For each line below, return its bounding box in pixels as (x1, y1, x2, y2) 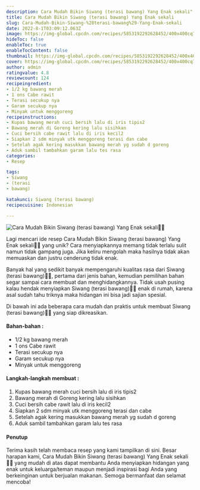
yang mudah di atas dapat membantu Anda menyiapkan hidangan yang (14, 460, 189, 467)
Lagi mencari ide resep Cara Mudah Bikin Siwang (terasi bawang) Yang (6, 235, 181, 242)
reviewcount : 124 (6, 75, 49, 81)
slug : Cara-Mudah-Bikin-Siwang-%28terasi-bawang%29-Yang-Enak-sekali (6, 20, 183, 26)
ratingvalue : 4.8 (6, 70, 49, 76)
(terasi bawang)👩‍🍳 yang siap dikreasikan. (6, 309, 108, 316)
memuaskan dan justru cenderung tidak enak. (6, 254, 119, 261)
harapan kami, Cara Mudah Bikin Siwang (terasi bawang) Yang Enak (6, 453, 173, 460)
